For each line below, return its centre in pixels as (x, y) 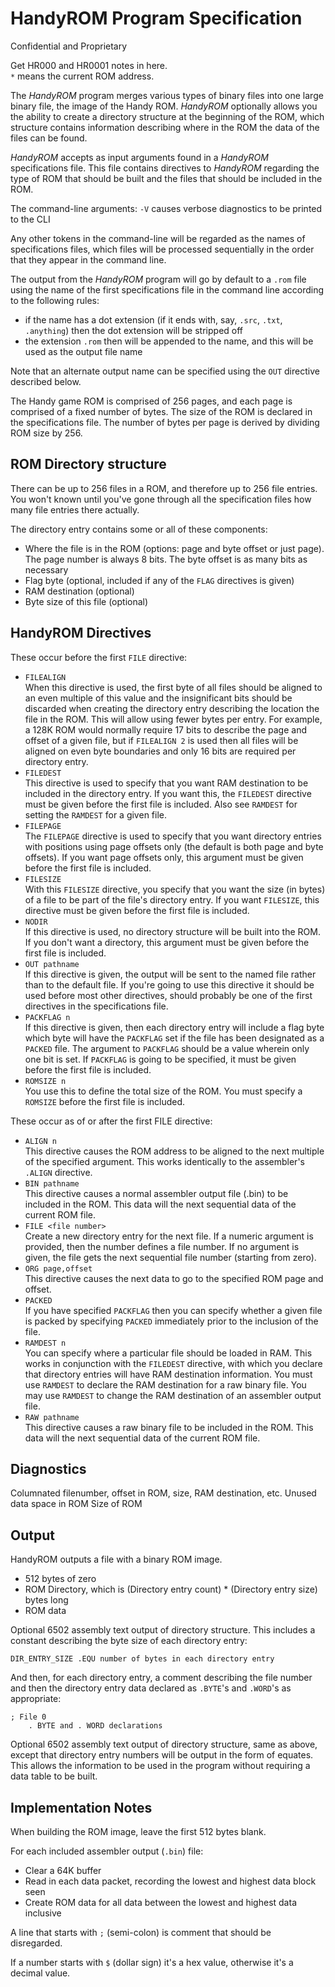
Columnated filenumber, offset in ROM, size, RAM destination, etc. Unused (163, 1493)
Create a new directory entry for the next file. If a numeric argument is (169, 1236)
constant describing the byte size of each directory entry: (129, 1641)
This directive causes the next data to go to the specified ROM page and (174, 1278)
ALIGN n (40, 1141)
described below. (46, 381)
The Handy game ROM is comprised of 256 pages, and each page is (151, 401)
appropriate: (36, 1699)
